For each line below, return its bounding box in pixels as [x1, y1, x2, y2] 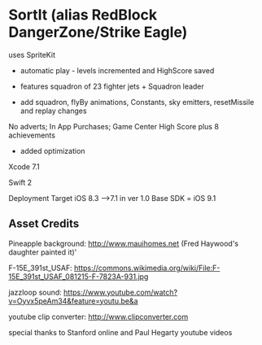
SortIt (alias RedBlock [8, 6, 157, 24]
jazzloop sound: [8, 287, 63, 297]
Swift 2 [8, 177, 33, 187]
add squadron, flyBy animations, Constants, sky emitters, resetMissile [20, 97, 255, 107]
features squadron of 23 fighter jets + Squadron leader [20, 81, 205, 91]
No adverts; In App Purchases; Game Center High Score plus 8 [8, 121, 220, 131]
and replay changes [20, 106, 87, 116]
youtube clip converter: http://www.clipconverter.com [8, 312, 189, 321]
